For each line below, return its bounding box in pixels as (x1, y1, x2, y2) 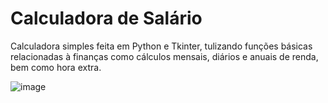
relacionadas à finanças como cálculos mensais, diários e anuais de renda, (10, 50, 319, 62)
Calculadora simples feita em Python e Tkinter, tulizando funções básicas (10, 40, 313, 52)
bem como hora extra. (10, 61, 102, 73)
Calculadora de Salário (10, 7, 203, 30)
